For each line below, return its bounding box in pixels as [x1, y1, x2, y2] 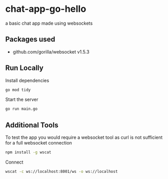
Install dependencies [5, 77, 50, 83]
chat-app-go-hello [5, 3, 87, 15]
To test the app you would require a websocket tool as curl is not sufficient [5, 134, 163, 140]
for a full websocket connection [5, 140, 72, 146]
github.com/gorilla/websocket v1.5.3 [12, 48, 90, 55]
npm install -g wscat [5, 150, 52, 155]
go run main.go [5, 106, 38, 112]
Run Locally [5, 64, 44, 73]
